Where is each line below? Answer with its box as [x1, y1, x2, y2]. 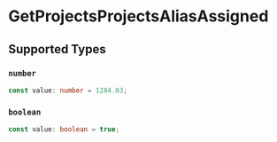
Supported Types [8, 42, 107, 57]
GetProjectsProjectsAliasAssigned [8, 6, 269, 27]
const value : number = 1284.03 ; [8, 86, 127, 95]
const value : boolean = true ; [8, 125, 120, 134]
